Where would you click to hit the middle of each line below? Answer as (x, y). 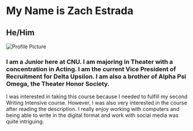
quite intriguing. (25, 122)
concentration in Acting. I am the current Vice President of (91, 69)
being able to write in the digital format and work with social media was (92, 115)
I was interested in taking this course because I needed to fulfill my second (97, 97)
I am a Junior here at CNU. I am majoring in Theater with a (90, 62)
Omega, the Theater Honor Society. (58, 83)
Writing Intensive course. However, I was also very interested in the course (96, 103)
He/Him (20, 33)
